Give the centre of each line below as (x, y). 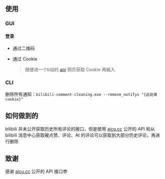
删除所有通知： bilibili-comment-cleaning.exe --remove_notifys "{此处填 (81, 94)
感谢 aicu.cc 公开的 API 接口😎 (36, 171)
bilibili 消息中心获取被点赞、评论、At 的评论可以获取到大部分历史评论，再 (80, 135)
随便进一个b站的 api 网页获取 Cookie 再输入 (70, 69)
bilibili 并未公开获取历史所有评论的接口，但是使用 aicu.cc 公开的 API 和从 (80, 128)
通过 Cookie (25, 58)
